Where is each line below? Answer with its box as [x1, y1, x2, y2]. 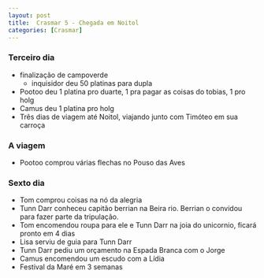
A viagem [8, 139, 46, 150]
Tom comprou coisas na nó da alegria [19, 195, 143, 205]
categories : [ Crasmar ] [8, 26, 83, 34]
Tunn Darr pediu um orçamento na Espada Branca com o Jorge [19, 246, 225, 255]
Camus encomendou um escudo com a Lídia [19, 254, 165, 264]
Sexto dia [8, 177, 45, 188]
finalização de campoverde [19, 70, 109, 80]
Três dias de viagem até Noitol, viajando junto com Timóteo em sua [19, 112, 239, 121]
